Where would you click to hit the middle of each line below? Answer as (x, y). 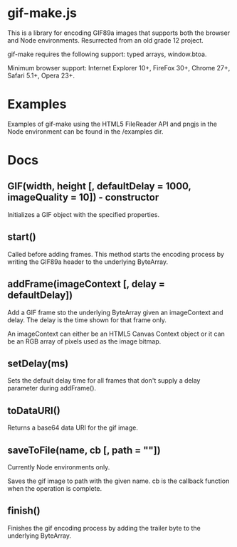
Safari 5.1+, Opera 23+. (41, 75)
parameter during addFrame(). (52, 388)
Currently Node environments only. (59, 467)
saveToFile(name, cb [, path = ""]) (84, 450)
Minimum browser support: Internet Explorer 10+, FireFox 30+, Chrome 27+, (119, 68)
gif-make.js (42, 13)
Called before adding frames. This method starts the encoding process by (116, 254)
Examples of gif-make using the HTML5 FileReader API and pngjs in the (112, 124)
